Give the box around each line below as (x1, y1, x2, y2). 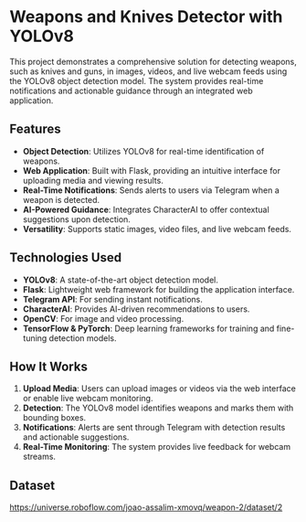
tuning (22, 332, 47, 344)
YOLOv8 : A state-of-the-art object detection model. (22, 274, 219, 285)
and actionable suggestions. (22, 431, 130, 442)
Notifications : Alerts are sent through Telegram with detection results (22, 422, 286, 433)
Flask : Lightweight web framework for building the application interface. (22, 283, 295, 294)
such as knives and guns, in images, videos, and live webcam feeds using (9, 66, 288, 77)
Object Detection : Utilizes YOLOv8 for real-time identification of (22, 145, 265, 156)
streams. (22, 451, 57, 463)
